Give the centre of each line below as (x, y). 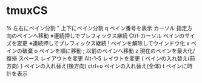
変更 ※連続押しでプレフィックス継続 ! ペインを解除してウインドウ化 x (103, 43)
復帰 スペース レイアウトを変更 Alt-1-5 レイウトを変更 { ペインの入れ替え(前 (101, 58)
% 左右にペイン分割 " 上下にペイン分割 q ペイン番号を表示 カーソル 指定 (97, 28)
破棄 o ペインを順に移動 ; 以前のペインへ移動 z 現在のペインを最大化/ (109, 51)
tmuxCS (27, 11)
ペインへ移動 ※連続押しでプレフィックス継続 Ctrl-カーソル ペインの (101, 35)
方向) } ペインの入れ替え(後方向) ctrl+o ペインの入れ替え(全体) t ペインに (97, 66)
